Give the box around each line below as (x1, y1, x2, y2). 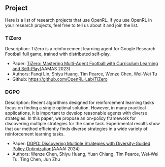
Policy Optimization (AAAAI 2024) (12, 146, 80, 152)
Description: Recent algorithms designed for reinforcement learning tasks (5, 100, 154, 105)
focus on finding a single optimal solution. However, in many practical (5, 105, 146, 111)
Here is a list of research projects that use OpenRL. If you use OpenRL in (5, 17, 152, 23)
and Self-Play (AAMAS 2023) (12, 66, 70, 72)
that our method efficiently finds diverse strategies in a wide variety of (5, 126, 148, 132)
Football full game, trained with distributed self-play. (5, 51, 111, 57)
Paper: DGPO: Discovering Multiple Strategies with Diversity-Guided (12, 140, 151, 147)
